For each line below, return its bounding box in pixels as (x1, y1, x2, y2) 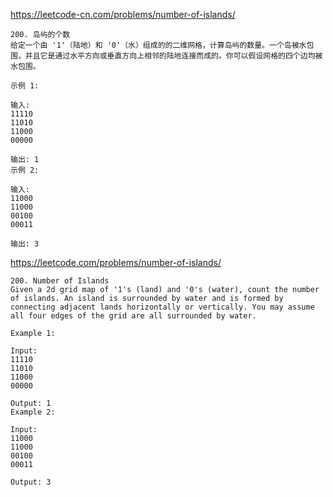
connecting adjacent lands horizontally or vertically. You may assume (10, 302, 315, 312)
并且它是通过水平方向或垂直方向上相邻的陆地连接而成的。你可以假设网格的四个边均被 (24, 51, 323, 61)
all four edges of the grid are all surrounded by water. (10, 311, 257, 321)
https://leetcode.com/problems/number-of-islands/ (10, 257, 222, 268)
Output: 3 (10, 477, 52, 487)
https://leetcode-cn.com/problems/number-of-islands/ (10, 9, 236, 20)
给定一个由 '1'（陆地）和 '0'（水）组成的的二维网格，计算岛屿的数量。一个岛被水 (10, 40, 307, 50)
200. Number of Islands (10, 276, 110, 286)
